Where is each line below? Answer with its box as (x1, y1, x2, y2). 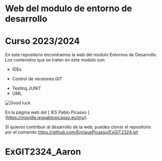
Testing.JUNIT (12, 85, 41, 91)
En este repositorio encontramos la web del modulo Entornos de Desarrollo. (5, 52, 158, 58)
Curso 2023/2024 (5, 36, 80, 47)
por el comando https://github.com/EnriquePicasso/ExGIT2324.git (5, 129, 138, 135)
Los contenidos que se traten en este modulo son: (5, 57, 106, 63)
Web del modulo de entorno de (5, 3, 132, 14)
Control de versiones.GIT (12, 76, 62, 82)
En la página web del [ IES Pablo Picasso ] (5, 109, 90, 115)
